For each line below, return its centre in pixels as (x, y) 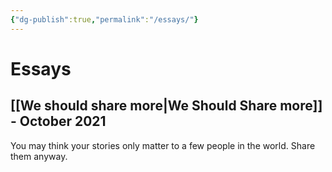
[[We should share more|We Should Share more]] (166, 106)
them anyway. (39, 156)
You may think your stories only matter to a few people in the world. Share (163, 145)
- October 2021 (58, 121)
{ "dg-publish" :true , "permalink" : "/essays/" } (104, 19)
